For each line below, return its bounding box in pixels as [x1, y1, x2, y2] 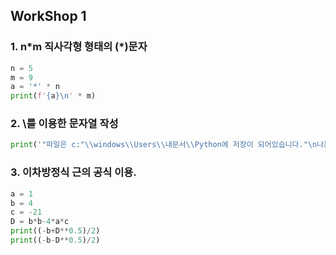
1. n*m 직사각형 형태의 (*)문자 [10, 40, 148, 54]
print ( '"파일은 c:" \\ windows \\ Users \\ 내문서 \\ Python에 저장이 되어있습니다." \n [10, 140, 318, 150]
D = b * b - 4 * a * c [10, 217, 70, 227]
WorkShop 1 [10, 8, 87, 25]
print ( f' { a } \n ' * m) [10, 91, 97, 101]
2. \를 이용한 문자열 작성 [10, 117, 119, 131]
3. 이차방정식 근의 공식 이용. [10, 165, 137, 179]
